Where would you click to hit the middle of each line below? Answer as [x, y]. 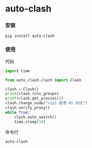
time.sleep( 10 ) [30, 122]
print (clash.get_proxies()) [34, 98]
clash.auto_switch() [35, 117]
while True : [17, 112]
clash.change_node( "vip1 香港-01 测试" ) [46, 103]
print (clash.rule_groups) [32, 94]
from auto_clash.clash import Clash [43, 80]
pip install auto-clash [30, 36]
